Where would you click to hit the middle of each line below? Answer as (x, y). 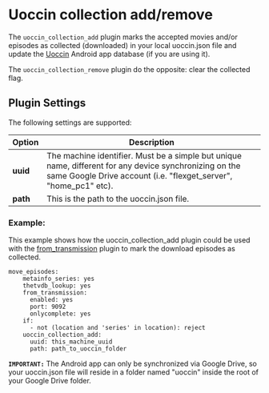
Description (151, 142)
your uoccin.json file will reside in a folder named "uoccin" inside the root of (133, 372)
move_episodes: (34, 272)
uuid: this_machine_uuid (71, 342)
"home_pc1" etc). (80, 186)
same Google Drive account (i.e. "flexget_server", (140, 175)
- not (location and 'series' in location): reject (117, 328)
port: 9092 (48, 307)
